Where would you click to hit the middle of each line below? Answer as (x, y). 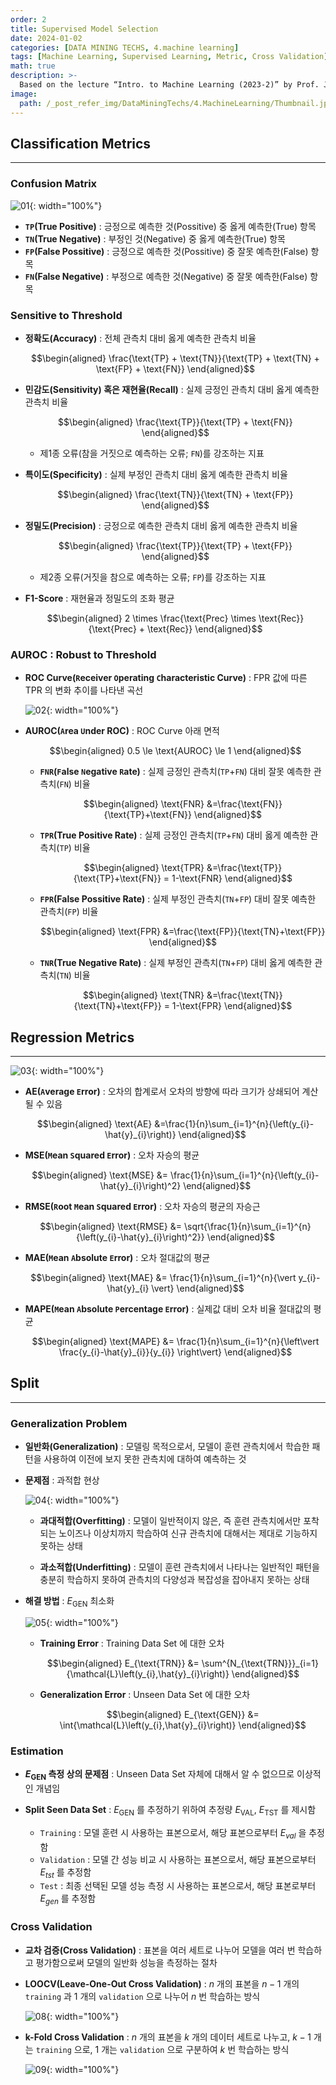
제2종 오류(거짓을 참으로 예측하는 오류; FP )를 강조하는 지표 (153, 577)
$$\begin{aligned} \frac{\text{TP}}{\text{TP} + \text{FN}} (175, 422)
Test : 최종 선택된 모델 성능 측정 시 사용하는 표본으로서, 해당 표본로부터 (178, 1886)
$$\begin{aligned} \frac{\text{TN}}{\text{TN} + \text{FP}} (175, 494)
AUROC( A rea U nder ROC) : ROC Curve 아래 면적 (122, 731)
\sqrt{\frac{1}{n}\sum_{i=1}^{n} (247, 1227)
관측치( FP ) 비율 (69, 912)
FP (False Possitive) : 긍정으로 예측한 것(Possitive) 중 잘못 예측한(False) (166, 251)
